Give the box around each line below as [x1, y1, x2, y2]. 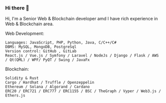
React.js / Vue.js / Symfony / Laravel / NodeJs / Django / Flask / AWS [5, 53, 159, 58]
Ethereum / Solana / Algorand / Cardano [5, 84, 90, 90]
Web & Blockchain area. [5, 21, 54, 27]
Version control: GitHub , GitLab [5, 49, 77, 54]
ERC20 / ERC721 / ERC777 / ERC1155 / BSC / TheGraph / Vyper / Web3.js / [5, 89, 162, 94]
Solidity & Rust [5, 76, 39, 81]
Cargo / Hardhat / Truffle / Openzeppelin [5, 80, 94, 85]
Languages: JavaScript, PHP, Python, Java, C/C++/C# [5, 40, 117, 45]
